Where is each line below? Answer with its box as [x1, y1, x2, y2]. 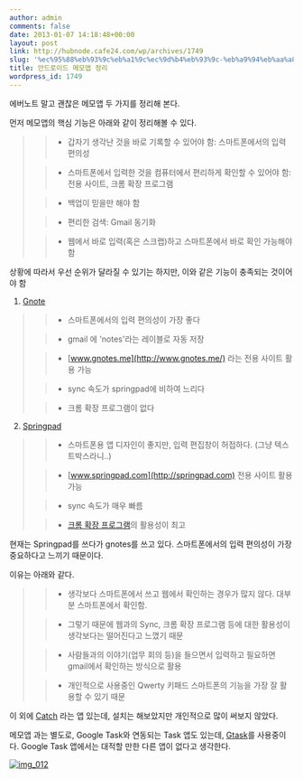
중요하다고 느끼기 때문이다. [9, 549, 104, 560]
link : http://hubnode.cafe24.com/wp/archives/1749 [9, 47, 204, 56]
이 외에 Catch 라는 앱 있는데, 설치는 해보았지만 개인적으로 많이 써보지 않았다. [9, 710, 279, 721]
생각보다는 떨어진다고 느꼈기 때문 [67, 630, 184, 641]
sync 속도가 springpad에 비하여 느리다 [67, 383, 206, 394]
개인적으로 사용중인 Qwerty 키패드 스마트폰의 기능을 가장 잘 [67, 680, 278, 690]
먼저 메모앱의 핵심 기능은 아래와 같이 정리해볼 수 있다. [9, 117, 197, 127]
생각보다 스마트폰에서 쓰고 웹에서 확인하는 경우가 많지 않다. [67, 588, 275, 599]
